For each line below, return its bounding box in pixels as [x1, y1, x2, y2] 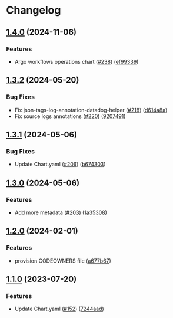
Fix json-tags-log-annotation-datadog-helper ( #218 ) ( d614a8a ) [14, 106, 168, 113]
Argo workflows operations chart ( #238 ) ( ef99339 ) [14, 58, 139, 65]
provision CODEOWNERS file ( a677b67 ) [14, 257, 112, 264]
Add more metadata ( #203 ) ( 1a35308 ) [14, 209, 108, 216]
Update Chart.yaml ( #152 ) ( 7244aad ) [14, 305, 104, 313]
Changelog [6, 4, 61, 17]
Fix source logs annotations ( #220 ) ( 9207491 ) [14, 113, 126, 120]
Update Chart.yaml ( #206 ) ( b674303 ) [14, 160, 106, 168]
